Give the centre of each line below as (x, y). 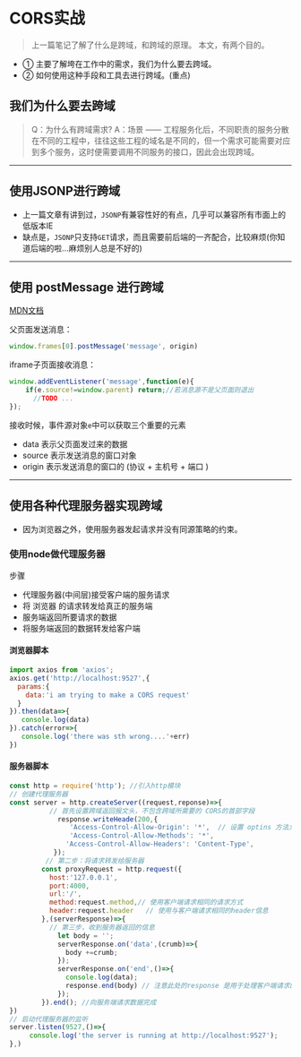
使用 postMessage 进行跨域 (86, 287)
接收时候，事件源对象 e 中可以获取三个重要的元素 (98, 425)
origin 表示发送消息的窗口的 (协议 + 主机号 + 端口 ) (115, 466)
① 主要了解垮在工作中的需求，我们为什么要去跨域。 (119, 64)
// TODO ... (53, 399)
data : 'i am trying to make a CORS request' (108, 695)
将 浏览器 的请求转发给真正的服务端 (87, 606)
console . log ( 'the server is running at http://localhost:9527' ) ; (154, 1036)
